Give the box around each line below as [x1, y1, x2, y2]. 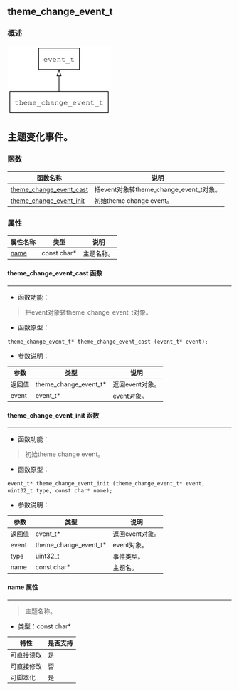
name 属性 [7, 583, 39, 591]
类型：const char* [17, 622, 71, 631]
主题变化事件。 [7, 131, 73, 143]
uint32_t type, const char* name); [7, 487, 113, 495]
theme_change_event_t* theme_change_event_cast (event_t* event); [7, 338, 208, 345]
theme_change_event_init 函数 [7, 411, 100, 419]
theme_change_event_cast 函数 [7, 269, 103, 278]
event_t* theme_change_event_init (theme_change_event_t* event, [7, 480, 205, 487]
